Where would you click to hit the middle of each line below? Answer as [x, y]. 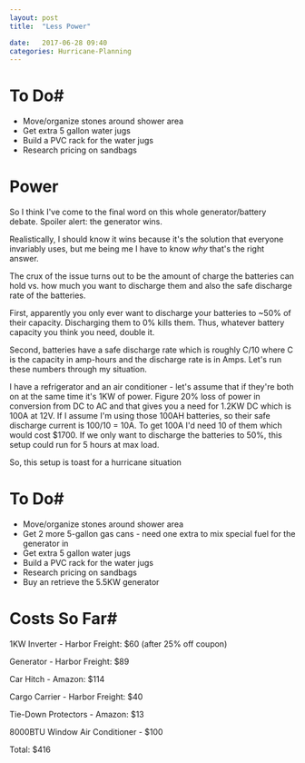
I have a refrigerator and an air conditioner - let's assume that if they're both [152, 387]
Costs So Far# [64, 619]
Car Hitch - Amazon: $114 [57, 679]
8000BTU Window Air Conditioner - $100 [86, 732]
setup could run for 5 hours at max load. [84, 445]
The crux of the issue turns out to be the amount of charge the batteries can [152, 276]
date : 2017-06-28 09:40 [58, 43]
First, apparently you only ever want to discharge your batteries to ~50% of [151, 313]
